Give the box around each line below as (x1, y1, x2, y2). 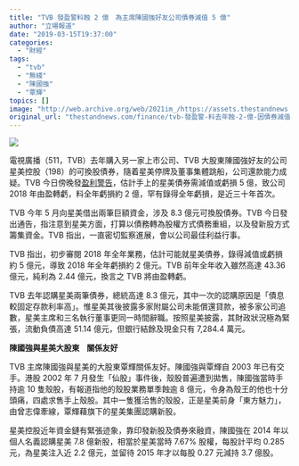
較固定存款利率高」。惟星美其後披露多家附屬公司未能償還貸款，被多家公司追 (9, 301, 287, 312)
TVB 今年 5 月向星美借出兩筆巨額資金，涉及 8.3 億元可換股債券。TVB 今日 (9, 207, 280, 219)
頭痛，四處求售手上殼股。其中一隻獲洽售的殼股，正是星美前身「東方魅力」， (9, 395, 287, 406)
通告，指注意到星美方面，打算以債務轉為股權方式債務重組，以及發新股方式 (16, 219, 290, 229)
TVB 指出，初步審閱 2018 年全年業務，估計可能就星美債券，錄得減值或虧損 (9, 249, 283, 260)
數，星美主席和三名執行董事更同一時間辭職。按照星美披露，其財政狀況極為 (9, 312, 282, 323)
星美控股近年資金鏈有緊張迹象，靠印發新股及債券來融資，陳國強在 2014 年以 (9, 425, 289, 436)
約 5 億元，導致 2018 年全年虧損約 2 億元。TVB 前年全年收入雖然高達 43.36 (9, 260, 287, 270)
